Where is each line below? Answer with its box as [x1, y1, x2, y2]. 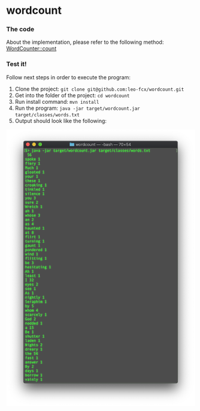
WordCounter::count [6, 45, 57, 52]
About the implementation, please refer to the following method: [6, 38, 164, 46]
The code [6, 25, 35, 34]
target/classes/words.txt [14, 112, 80, 118]
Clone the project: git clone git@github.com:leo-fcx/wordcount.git [14, 85, 184, 92]
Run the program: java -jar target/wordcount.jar [14, 104, 140, 112]
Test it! [6, 60, 27, 68]
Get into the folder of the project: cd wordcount [14, 91, 130, 99]
